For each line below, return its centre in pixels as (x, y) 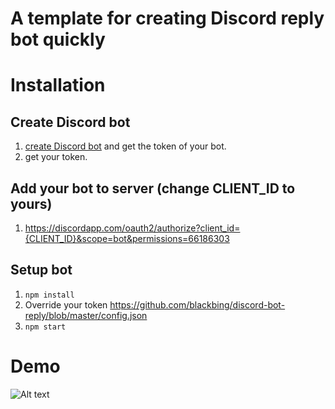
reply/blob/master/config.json (86, 315)
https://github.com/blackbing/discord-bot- (197, 304)
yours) (31, 203)
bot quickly (58, 39)
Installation (58, 85)
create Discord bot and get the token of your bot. (125, 146)
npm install (49, 295)
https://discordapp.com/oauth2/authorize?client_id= (132, 228)
